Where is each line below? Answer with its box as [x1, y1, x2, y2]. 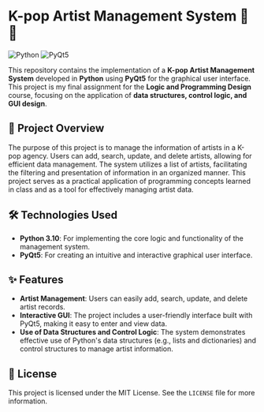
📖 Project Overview [8, 122, 105, 135]
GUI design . [8, 99, 47, 108]
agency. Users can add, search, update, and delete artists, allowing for [22, 151, 252, 160]
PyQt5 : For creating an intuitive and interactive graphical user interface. [19, 250, 253, 260]
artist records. [19, 302, 65, 312]
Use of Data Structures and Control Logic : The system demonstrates [19, 328, 246, 337]
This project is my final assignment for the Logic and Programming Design [8, 82, 252, 92]
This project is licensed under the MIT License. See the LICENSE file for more [8, 388, 255, 398]
